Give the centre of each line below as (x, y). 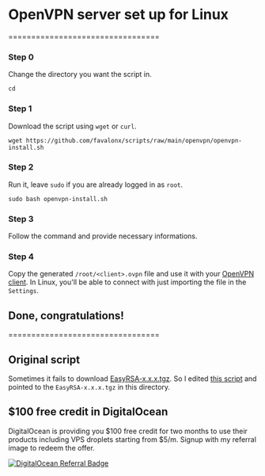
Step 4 (21, 257)
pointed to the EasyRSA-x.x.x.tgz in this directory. (89, 387)
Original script (44, 359)
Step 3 (21, 219)
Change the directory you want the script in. (80, 74)
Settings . (24, 291)
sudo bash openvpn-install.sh (58, 199)
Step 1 (20, 109)
